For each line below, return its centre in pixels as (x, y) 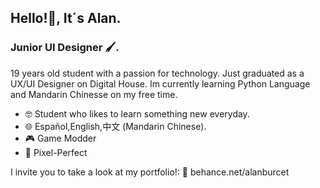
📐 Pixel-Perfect (56, 152)
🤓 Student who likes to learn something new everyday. (137, 113)
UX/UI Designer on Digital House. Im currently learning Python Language (160, 83)
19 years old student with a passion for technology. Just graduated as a (157, 73)
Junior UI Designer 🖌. (65, 48)
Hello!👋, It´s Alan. (66, 18)
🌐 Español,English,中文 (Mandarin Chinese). (115, 126)
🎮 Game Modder (60, 138)
